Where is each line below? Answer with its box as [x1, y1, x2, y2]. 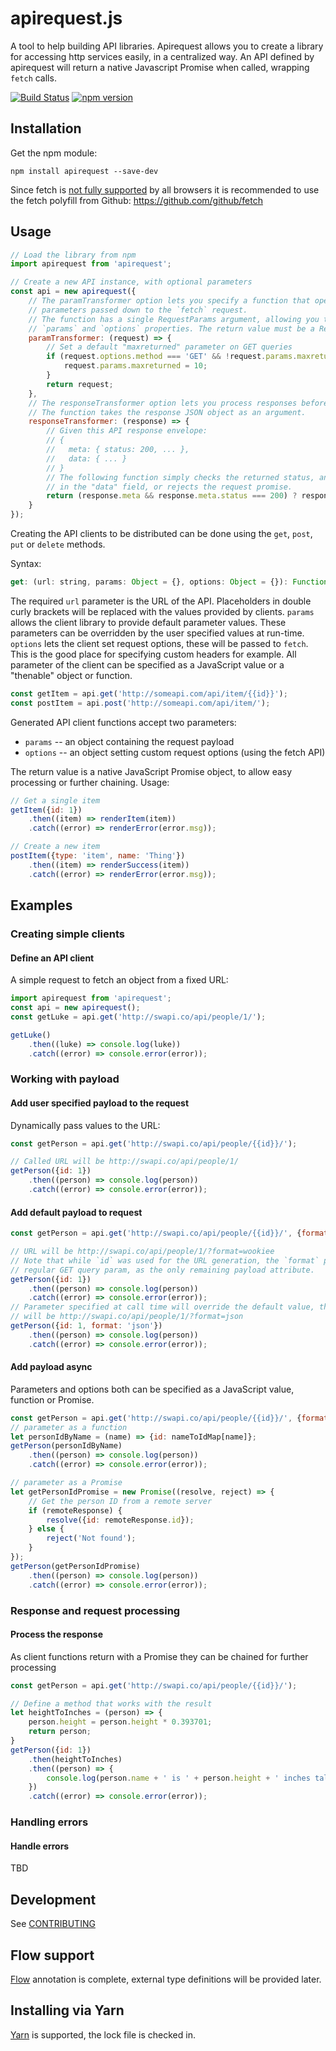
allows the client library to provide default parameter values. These [10, 616, 287, 628]
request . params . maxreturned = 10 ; [63, 361, 208, 371]
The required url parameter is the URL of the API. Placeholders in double [10, 595, 312, 607]
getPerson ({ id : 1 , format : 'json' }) [10, 1321, 163, 1331]
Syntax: [10, 558, 42, 570]
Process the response [10, 1628, 103, 1641]
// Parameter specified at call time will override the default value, [10, 1302, 315, 1312]
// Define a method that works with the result [10, 1698, 213, 1709]
